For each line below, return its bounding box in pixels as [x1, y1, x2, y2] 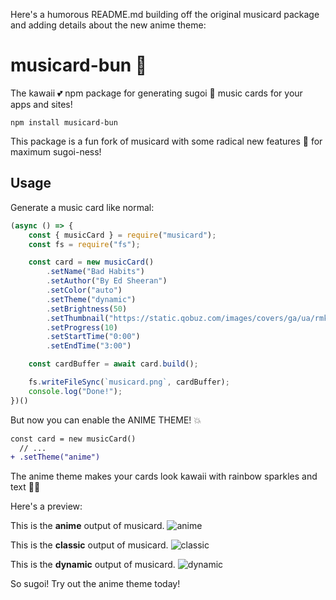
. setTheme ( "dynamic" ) [46, 294, 137, 304]
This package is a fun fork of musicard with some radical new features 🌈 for [10, 135, 323, 147]
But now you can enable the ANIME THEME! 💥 [10, 414, 202, 426]
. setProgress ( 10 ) [46, 322, 118, 333]
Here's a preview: [10, 500, 83, 513]
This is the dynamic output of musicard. [10, 559, 176, 571]
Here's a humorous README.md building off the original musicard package [10, 9, 320, 20]
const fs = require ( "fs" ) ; [28, 239, 141, 249]
